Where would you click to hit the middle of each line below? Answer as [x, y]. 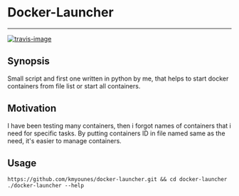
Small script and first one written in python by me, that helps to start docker [118, 78]
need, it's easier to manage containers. [65, 140]
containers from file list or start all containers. [74, 86]
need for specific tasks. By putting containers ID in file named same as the [116, 133]
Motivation [32, 109]
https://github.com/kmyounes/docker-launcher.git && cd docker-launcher [117, 180]
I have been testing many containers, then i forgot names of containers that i [119, 125]
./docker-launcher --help [46, 186]
